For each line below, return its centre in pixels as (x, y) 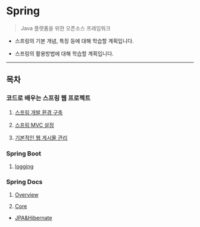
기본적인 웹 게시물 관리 (41, 138)
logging (24, 166)
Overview (26, 195)
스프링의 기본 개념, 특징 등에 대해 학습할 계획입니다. (74, 41)
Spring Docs (24, 182)
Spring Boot (24, 153)
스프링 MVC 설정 (35, 125)
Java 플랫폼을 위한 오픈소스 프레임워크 (66, 28)
